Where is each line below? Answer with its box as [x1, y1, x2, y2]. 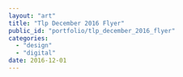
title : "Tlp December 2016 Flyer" [8, 19, 126, 27]
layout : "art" [8, 11, 57, 20]
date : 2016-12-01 [8, 57, 67, 65]
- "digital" [15, 49, 57, 57]
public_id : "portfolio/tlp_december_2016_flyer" [8, 26, 176, 34]
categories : [8, 34, 49, 43]
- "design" [15, 42, 53, 50]
